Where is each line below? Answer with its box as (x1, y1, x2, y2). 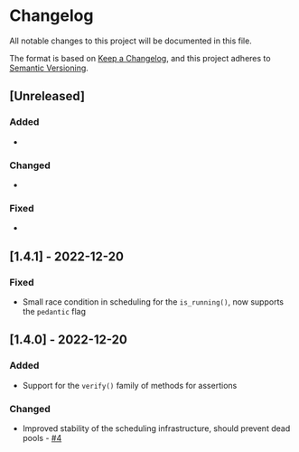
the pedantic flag (22, 306, 87, 316)
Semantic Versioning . (9, 62, 89, 73)
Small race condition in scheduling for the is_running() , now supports (22, 296, 285, 307)
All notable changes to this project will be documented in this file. (9, 35, 253, 46)
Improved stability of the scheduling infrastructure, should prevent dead (22, 422, 291, 434)
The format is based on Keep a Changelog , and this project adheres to (9, 52, 271, 63)
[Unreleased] (9, 89, 86, 104)
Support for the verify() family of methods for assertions (22, 380, 238, 391)
